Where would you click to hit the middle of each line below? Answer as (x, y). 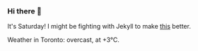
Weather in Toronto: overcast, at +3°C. (64, 40)
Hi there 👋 (25, 11)
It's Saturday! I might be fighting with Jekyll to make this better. (99, 27)
